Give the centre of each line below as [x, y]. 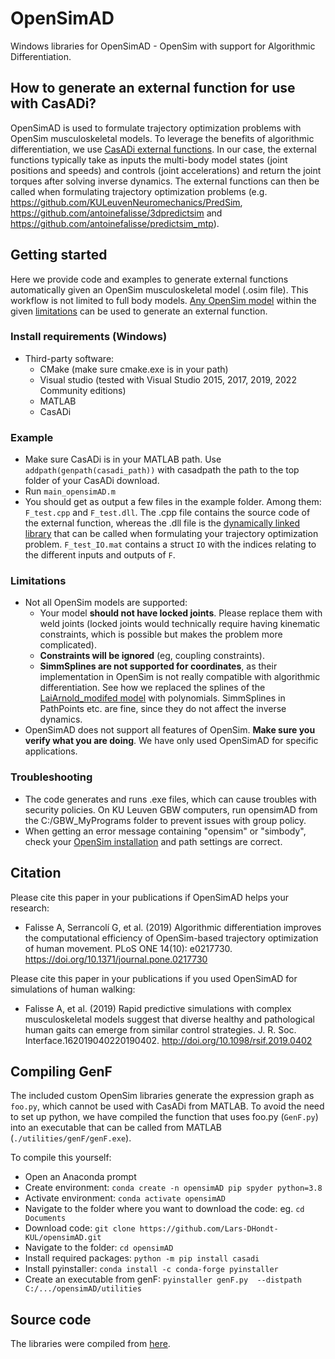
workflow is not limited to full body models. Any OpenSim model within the [163, 300]
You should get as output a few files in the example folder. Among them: [173, 502]
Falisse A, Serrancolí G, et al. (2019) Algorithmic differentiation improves [173, 927]
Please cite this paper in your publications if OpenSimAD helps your [150, 897]
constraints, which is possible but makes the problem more [161, 634]
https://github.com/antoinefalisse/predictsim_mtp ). [115, 223]
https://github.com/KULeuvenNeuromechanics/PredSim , [126, 202]
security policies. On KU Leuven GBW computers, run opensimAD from [171, 809]
